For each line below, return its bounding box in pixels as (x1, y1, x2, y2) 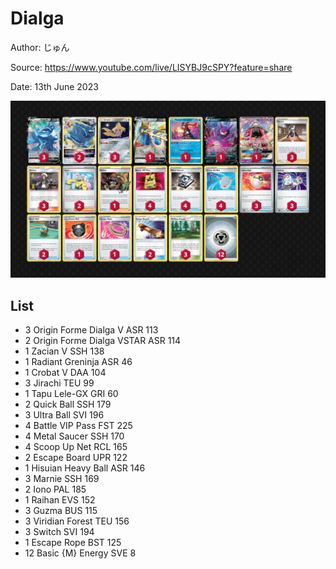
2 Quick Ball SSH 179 (24, 398, 112, 411)
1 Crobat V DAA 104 (24, 367, 107, 379)
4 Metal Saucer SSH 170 (24, 430, 125, 442)
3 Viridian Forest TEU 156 (24, 515, 130, 527)
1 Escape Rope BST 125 (24, 537, 122, 549)
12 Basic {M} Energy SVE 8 (24, 547, 137, 559)
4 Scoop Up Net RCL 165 (24, 441, 128, 453)
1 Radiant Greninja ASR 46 (24, 356, 133, 368)
